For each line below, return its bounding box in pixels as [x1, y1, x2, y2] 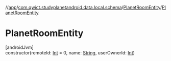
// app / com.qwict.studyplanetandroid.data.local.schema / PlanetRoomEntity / [5, 5, 162, 10]
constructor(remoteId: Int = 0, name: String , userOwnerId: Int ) [5, 49, 135, 55]
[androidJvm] [5, 44, 34, 50]
